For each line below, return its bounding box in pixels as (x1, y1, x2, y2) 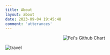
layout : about (5, 12, 35, 17)
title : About (5, 7, 32, 12)
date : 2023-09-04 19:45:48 (5, 16, 61, 21)
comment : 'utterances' (5, 21, 52, 26)
